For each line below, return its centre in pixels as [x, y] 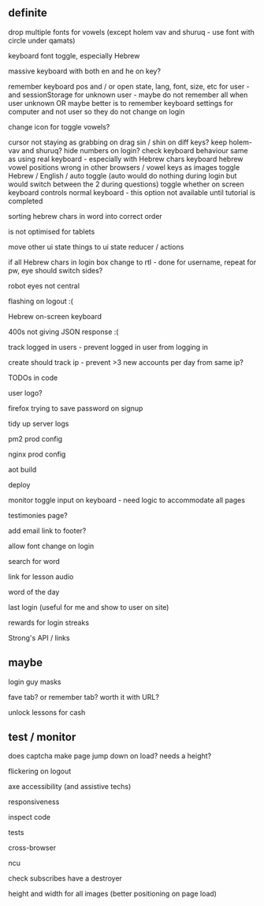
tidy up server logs [39, 423]
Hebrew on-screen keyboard [55, 316]
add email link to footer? [47, 530]
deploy [19, 484]
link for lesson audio [41, 577]
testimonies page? [38, 515]
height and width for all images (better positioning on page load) [112, 894]
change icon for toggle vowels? [59, 126]
